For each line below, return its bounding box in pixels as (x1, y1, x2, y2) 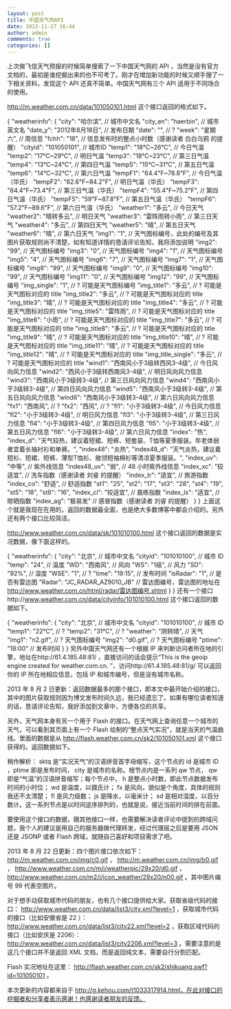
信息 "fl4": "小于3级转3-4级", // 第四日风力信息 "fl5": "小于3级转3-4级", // (12, 419, 220, 427)
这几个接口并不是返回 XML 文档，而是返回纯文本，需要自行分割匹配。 (7, 948, 204, 956)
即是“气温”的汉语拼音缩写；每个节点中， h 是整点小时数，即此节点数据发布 (7, 774, 219, 783)
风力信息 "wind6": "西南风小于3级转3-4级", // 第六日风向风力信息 (30, 393, 214, 401)
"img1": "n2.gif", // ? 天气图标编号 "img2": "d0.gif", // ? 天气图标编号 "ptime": (7, 636, 223, 644)
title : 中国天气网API (7, 17, 64, 23)
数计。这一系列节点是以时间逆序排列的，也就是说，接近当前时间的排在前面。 (7, 801, 224, 808)
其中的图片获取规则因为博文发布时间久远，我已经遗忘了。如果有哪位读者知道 (7, 694, 224, 701)
